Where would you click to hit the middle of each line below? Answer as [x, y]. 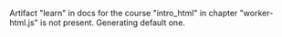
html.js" [24, 23]
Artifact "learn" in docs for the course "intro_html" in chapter [124, 13]
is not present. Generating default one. [112, 23]
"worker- [256, 13]
